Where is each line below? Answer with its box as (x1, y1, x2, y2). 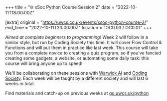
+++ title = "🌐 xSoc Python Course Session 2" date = (5, 4, 115, 10)
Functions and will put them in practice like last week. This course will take (5, 45, 159, 50)
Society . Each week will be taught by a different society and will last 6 (5, 75, 149, 81)
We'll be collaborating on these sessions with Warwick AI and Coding (5, 70, 148, 76)
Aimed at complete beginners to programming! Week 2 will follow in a (5, 34, 148, 40)
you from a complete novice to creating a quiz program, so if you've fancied (5, 50, 161, 56)
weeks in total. (5, 81, 35, 86)
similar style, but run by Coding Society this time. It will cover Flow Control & (5, 40, 162, 45)
